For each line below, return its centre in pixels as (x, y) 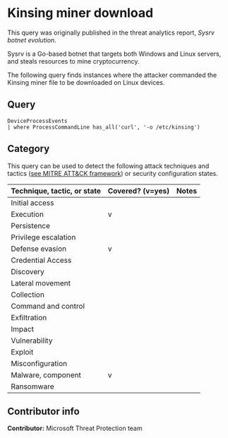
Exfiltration (29, 317)
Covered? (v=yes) (139, 191)
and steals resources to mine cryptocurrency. (73, 61)
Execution (28, 214)
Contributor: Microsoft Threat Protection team (75, 428)
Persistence (31, 225)
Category (29, 149)
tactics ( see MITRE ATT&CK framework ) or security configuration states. (113, 173)
